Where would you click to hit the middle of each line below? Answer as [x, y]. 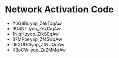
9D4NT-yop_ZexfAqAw [36, 28]
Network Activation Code [59, 9]
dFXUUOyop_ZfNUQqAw [38, 44]
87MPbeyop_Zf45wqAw [37, 39]
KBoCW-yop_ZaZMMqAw [39, 50]
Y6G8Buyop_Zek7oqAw [37, 23]
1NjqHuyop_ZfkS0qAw [35, 34]
